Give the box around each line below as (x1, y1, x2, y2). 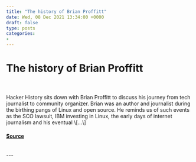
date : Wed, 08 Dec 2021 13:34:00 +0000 (6, 14, 104, 20)
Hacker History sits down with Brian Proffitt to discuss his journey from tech (6, 93, 191, 101)
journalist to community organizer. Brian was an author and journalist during (6, 100, 191, 107)
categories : (6, 31, 35, 37)
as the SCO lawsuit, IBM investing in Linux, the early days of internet (6, 112, 172, 119)
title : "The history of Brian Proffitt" (6, 8, 107, 15)
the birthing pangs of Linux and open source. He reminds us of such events (6, 106, 190, 113)
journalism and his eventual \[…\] (6, 119, 87, 126)
